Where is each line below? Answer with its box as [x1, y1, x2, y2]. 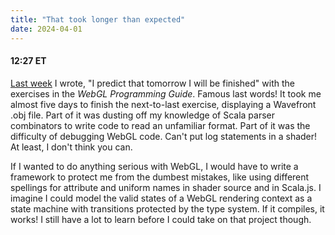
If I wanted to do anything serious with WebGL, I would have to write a [10, 160, 299, 172]
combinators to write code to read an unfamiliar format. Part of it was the [10, 119, 311, 131]
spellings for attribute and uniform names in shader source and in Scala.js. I [10, 181, 322, 193]
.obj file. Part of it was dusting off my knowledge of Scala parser [10, 109, 276, 121]
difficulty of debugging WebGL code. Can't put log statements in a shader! [10, 130, 318, 142]
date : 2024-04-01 [10, 24, 83, 34]
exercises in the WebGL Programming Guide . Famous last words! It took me [10, 87, 322, 100]
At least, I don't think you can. [10, 141, 133, 153]
